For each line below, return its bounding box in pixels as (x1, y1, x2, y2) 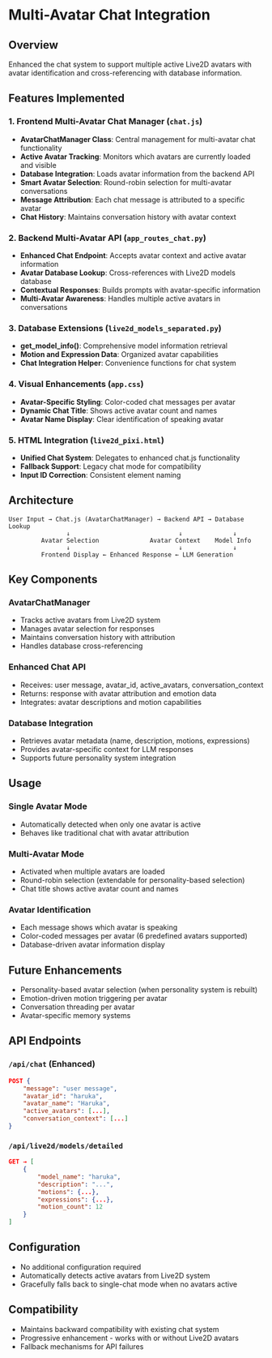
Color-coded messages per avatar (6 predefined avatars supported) (19, 931, 249, 941)
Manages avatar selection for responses (19, 624, 155, 634)
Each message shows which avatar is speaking (19, 922, 178, 932)
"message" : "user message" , (23, 1085, 117, 1093)
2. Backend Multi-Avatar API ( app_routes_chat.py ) (8, 232, 206, 243)
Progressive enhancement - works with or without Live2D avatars (19, 1333, 239, 1343)
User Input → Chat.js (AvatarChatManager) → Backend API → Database (8, 515, 244, 523)
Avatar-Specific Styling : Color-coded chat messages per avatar (19, 397, 236, 406)
